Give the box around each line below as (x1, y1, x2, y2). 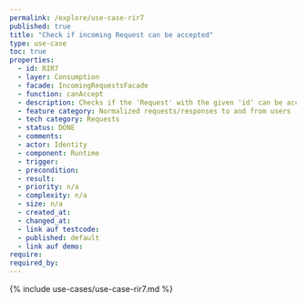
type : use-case (9, 38, 67, 48)
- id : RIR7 (17, 65, 59, 74)
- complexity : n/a (17, 191, 88, 200)
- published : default (17, 233, 100, 242)
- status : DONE (17, 124, 76, 133)
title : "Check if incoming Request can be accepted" (9, 30, 214, 39)
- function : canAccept (17, 89, 104, 98)
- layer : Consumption (17, 73, 100, 82)
